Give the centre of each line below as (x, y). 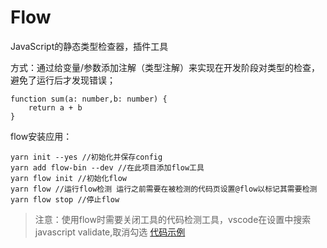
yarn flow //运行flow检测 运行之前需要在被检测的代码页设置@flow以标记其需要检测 (164, 189)
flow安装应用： (41, 136)
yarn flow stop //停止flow (65, 199)
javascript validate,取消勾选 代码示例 (110, 232)
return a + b (55, 107)
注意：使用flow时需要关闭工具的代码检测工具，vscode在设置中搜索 (173, 219)
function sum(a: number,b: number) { (89, 99)
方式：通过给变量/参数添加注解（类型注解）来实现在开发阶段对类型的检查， (165, 67)
